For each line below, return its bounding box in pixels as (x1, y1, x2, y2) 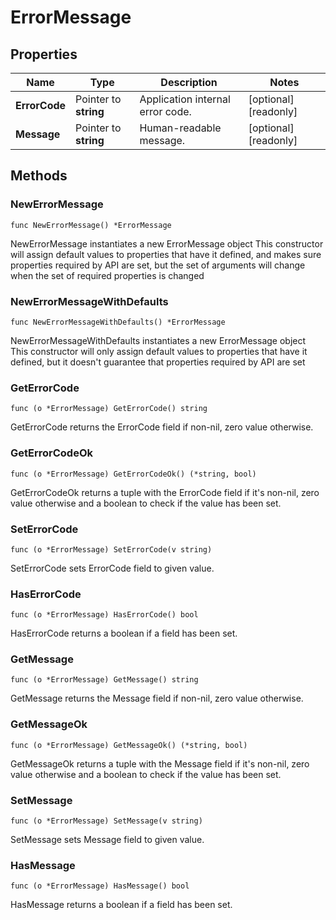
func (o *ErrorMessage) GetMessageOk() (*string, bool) (10, 740, 248, 750)
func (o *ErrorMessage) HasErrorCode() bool (10, 610, 199, 620)
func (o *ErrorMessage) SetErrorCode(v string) (10, 544, 213, 555)
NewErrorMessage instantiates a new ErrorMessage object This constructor (10, 237, 324, 250)
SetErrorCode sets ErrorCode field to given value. (10, 562, 215, 574)
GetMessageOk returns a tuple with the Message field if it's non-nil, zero (10, 757, 310, 770)
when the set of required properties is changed (10, 269, 205, 281)
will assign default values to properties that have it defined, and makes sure (10, 248, 322, 260)
